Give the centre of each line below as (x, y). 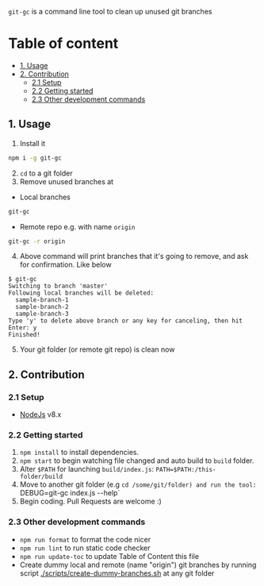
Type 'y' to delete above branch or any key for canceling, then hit (126, 321)
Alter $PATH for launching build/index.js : (87, 469)
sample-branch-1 (42, 300)
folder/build (41, 477)
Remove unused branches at (66, 181)
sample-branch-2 (42, 307)
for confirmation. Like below (66, 264)
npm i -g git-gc (35, 158)
